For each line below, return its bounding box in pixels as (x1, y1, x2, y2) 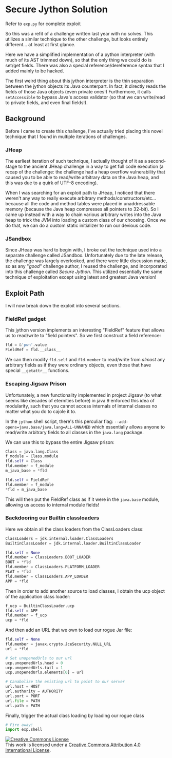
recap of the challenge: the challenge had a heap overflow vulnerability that (5, 169, 165, 175)
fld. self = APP (5, 608, 38, 613)
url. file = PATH (5, 698, 40, 704)
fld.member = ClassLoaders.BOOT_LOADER (5, 555, 91, 560)
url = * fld (5, 646, 29, 651)
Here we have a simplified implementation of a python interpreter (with (5, 51, 155, 57)
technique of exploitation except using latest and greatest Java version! (5, 274, 157, 280)
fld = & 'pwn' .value (5, 342, 47, 347)
